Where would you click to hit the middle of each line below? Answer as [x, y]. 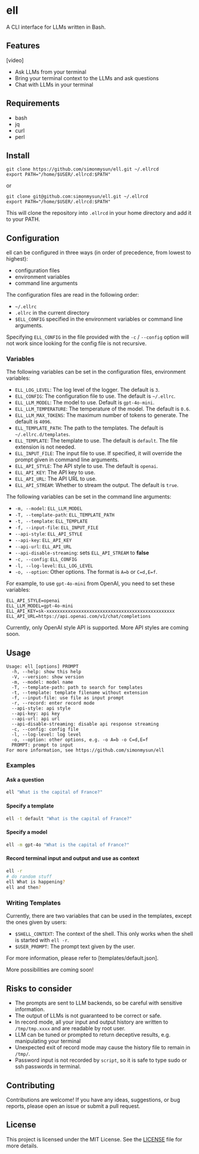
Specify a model [27, 832]
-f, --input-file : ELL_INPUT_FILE [56, 528]
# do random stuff [29, 876]
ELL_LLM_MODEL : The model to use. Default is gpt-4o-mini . [85, 403]
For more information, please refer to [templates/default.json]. [82, 958]
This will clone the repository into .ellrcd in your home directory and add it [99, 213]
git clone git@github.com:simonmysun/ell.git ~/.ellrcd [77, 197]
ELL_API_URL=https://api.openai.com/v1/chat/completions [79, 617]
